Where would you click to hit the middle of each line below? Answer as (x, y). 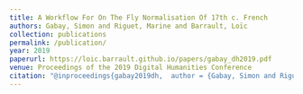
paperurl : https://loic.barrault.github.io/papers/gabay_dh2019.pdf (141, 59)
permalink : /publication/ (58, 43)
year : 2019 (30, 51)
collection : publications (58, 34)
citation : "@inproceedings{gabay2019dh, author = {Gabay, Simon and (143, 76)
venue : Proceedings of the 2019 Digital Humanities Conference (131, 68)
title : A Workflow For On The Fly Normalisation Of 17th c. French (139, 17)
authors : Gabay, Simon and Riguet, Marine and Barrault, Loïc (129, 26)
